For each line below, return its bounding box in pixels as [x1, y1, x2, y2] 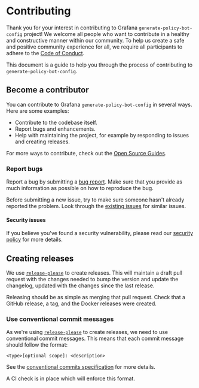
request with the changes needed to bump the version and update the [6, 276, 179, 283]
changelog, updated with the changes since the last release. [6, 282, 155, 289]
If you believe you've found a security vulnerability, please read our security [6, 230, 194, 237]
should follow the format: [6, 341, 68, 348]
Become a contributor [6, 85, 90, 95]
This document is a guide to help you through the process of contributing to [6, 61, 193, 68]
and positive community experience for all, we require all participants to [6, 43, 183, 50]
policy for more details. [6, 236, 63, 243]
